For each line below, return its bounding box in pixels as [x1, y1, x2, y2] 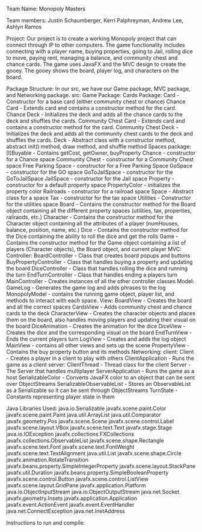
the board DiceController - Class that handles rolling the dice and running [6, 265, 188, 272]
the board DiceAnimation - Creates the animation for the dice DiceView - [6, 322, 186, 330]
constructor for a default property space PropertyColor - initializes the [6, 181, 180, 188]
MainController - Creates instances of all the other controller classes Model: [6, 278, 194, 284]
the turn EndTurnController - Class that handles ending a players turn [6, 271, 178, 278]
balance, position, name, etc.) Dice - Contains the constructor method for [6, 226, 188, 233]
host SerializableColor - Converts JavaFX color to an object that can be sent [6, 374, 195, 381]
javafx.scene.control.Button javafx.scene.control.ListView [6, 475, 148, 482]
